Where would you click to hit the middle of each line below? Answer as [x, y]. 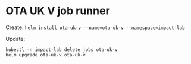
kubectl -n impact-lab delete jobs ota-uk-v [62, 49]
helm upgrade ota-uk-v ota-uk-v [46, 55]
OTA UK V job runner [58, 11]
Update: [15, 39]
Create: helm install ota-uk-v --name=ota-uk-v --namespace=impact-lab [95, 27]
